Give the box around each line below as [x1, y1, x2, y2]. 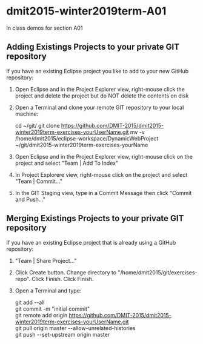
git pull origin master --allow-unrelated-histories [15, 324, 136, 331]
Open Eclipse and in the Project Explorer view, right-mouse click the [15, 85, 185, 93]
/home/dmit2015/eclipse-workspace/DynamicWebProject [15, 134, 159, 142]
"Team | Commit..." [15, 177, 62, 185]
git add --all [15, 299, 45, 306]
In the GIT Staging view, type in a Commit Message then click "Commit [15, 189, 192, 196]
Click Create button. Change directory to [15, 268, 117, 276]
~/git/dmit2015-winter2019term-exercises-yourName [15, 141, 148, 148]
